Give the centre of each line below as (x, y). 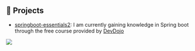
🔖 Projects (25, 11)
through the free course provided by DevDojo (69, 31)
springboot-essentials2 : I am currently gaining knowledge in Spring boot (102, 24)
